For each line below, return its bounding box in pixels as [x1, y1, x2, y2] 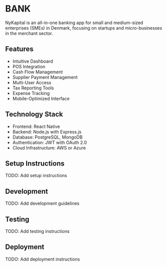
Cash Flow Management [12, 69, 63, 75]
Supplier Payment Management [12, 74, 78, 80]
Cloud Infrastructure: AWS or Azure [12, 145, 86, 151]
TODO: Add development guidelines [5, 200, 80, 206]
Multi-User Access [12, 79, 52, 85]
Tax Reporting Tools [12, 85, 54, 91]
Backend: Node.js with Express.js [12, 128, 82, 135]
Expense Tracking [12, 90, 50, 96]
